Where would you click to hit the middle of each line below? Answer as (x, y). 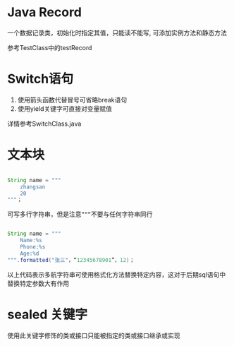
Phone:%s (33, 247)
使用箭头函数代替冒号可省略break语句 (72, 100)
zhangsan (33, 187)
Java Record (45, 12)
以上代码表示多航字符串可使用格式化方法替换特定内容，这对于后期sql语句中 (117, 274)
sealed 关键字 (48, 314)
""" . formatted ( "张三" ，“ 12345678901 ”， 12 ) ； (71, 260)
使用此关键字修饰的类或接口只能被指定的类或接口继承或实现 (94, 335)
